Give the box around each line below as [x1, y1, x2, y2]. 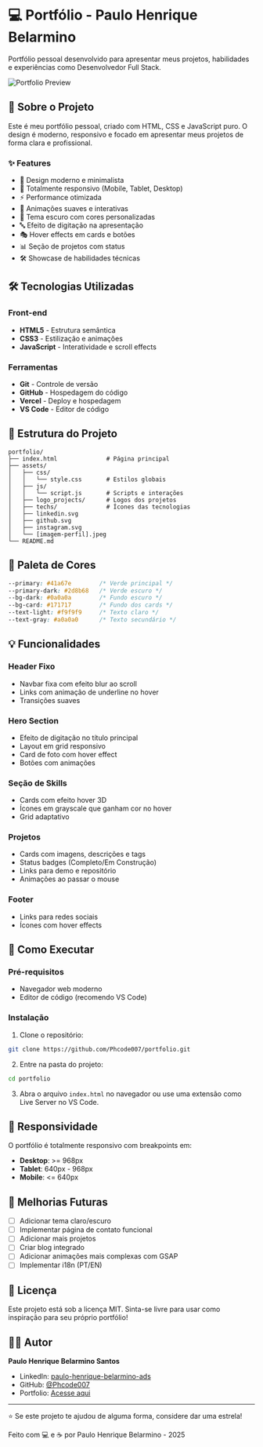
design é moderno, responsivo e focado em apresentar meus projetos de [8, 129, 244, 139]
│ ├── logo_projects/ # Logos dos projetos [8, 496, 177, 504]
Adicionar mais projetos [19, 1234, 96, 1244]
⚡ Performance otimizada [19, 193, 102, 202]
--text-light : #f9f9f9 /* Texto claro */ [8, 609, 159, 617]
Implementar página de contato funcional [19, 1225, 153, 1234]
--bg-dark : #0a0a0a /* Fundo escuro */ [8, 594, 163, 602]
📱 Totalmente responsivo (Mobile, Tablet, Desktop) [19, 184, 183, 193]
